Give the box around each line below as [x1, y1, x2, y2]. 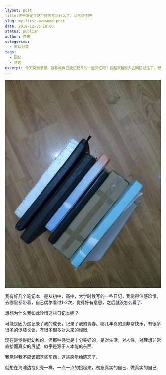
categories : [5, 40, 30, 44]
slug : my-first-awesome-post [5, 18, 65, 23]
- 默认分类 [9, 44, 29, 49]
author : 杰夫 [5, 34, 31, 39]
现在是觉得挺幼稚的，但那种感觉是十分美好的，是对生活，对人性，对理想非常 [5, 337, 161, 343]
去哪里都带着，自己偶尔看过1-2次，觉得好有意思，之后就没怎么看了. [5, 299, 143, 305]
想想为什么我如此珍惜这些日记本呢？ [5, 310, 79, 316]
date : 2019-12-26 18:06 [5, 24, 54, 29]
